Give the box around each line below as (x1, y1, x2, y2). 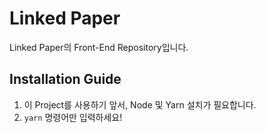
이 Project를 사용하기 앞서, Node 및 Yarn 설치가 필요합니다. (23, 98, 257, 111)
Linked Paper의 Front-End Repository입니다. (9, 41, 189, 53)
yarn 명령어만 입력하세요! (23, 111, 123, 123)
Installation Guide (9, 71, 122, 88)
